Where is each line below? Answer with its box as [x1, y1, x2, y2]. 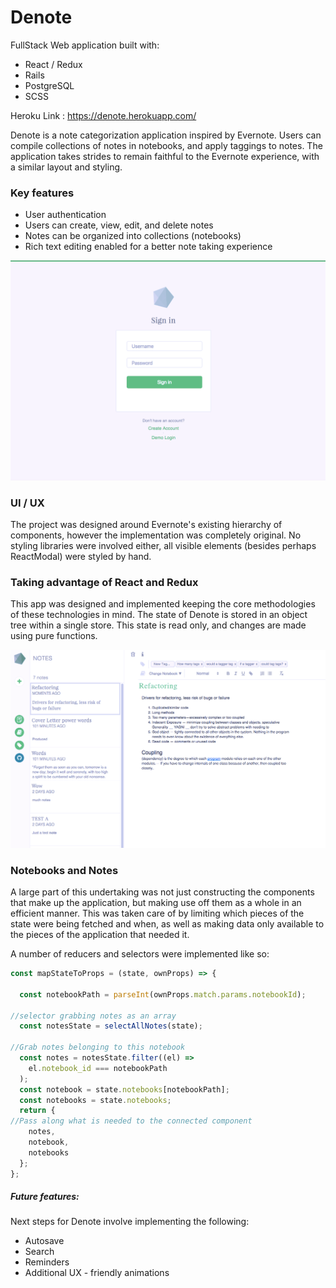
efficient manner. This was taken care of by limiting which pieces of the [10, 907, 305, 920]
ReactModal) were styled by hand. [10, 550, 152, 562]
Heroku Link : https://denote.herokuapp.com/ [10, 109, 197, 121]
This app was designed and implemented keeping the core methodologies [10, 598, 316, 610]
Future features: [10, 1191, 80, 1203]
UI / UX [10, 496, 45, 510]
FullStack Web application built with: [10, 39, 160, 51]
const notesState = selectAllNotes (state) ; [19, 1021, 203, 1031]
